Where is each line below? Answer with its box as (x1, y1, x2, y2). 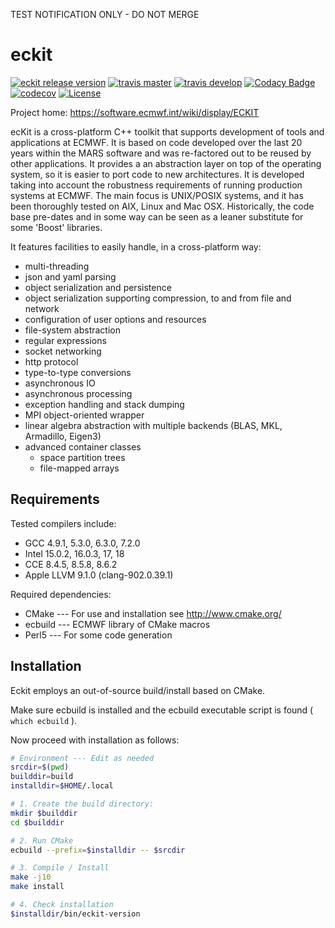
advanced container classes (24, 440, 142, 453)
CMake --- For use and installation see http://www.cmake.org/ (24, 607, 282, 619)
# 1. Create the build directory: (10, 799, 155, 809)
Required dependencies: (10, 588, 112, 600)
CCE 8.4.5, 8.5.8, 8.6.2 (24, 558, 118, 570)
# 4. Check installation (10, 900, 114, 910)
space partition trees (39, 451, 126, 463)
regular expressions (24, 334, 107, 346)
